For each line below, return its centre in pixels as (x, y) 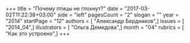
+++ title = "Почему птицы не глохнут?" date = (64, 9)
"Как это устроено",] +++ (38, 34)
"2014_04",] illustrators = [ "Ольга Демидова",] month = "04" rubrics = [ (95, 27)
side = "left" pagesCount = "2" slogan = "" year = (118, 15)
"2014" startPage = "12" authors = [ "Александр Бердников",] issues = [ (95, 21)
